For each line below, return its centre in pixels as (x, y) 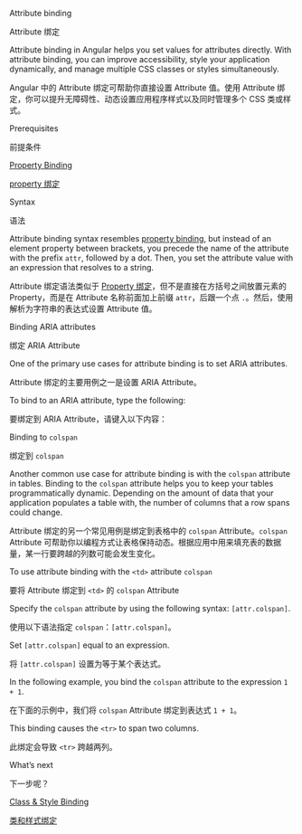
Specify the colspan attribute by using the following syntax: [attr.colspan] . (150, 608)
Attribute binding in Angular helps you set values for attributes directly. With (151, 50)
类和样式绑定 (33, 820)
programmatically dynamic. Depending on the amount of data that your (142, 493)
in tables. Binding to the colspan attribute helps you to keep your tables (142, 483)
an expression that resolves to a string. (82, 267)
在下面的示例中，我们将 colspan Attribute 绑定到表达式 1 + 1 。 (126, 710)
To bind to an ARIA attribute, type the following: (98, 400)
